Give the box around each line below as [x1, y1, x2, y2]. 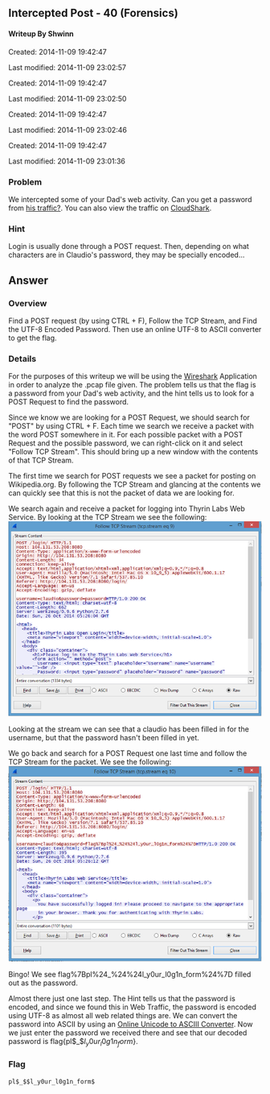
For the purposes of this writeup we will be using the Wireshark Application [8, 371, 257, 381]
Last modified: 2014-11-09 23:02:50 [8, 93, 127, 103]
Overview [8, 297, 47, 309]
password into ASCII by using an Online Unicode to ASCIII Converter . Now [8, 1019, 253, 1030]
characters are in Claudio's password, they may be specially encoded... [8, 250, 245, 260]
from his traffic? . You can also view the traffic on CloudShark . [8, 203, 212, 213]
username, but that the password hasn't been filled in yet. [8, 733, 199, 743]
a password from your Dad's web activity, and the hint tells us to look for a [8, 388, 255, 398]
